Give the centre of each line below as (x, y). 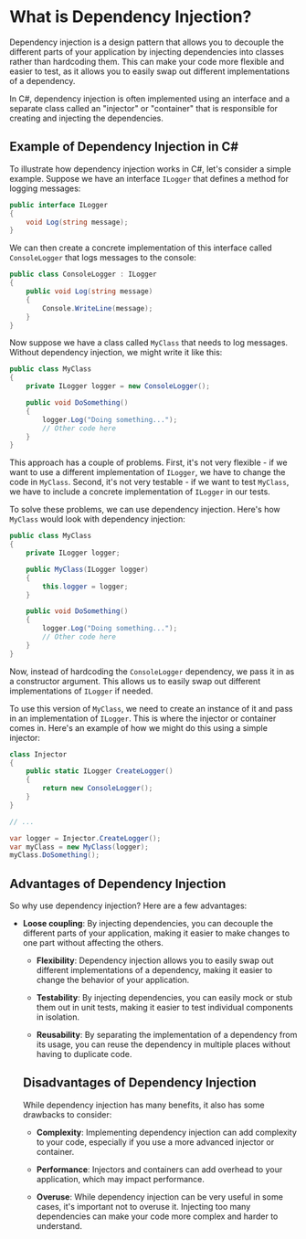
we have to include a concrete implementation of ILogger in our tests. (140, 492)
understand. (59, 1225)
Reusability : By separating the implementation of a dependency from (167, 1035)
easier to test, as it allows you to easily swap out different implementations (150, 71)
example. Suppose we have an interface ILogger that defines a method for (149, 178)
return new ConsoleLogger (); (98, 789)
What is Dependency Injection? (131, 17)
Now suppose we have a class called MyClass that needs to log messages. (149, 343)
